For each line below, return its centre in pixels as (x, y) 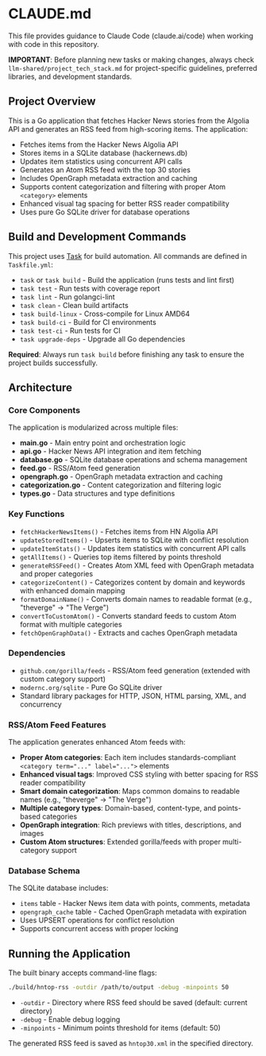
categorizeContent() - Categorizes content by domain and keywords (132, 582)
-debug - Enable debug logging (70, 1019)
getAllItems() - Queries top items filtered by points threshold (120, 557)
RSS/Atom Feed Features (58, 725)
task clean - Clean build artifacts (74, 305)
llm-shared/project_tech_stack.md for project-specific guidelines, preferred (133, 67)
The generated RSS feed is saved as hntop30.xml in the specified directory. (131, 1043)
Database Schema (44, 871)
